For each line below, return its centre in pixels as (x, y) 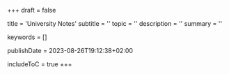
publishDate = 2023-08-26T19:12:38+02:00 (70, 51)
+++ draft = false (32, 10)
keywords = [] (27, 37)
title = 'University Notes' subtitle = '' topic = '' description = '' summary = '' (115, 23)
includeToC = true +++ (40, 64)
